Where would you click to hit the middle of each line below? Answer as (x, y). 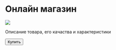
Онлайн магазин (41, 9)
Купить (14, 42)
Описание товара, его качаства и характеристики (58, 32)
